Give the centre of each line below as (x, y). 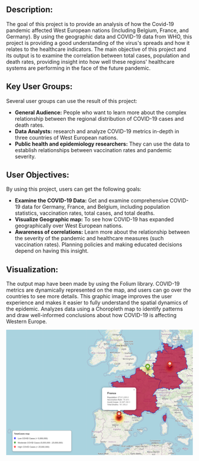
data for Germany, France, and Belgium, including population (96, 207)
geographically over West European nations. (69, 226)
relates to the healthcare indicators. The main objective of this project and (96, 49)
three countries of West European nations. (66, 137)
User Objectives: (38, 175)
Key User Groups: (39, 87)
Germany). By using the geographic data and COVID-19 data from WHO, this (99, 36)
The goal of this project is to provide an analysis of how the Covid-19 (90, 24)
